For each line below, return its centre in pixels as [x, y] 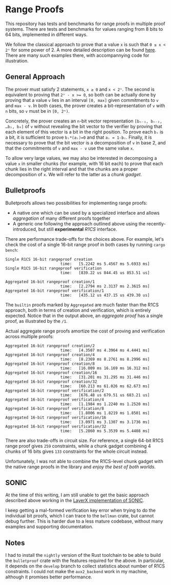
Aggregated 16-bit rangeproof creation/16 [51, 372]
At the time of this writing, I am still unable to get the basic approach [77, 495]
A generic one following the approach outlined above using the [79, 223]
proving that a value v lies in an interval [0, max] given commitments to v [82, 100]
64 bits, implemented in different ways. [47, 34]
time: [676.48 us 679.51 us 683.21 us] [105, 395]
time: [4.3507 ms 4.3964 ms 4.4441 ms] [105, 350]
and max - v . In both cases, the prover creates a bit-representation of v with [85, 106]
